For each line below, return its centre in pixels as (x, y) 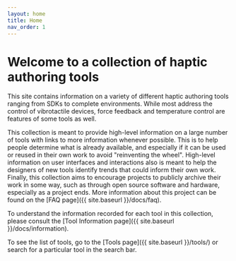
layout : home (26, 14)
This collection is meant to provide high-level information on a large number (118, 133)
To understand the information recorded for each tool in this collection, (110, 214)
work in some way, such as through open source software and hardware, (114, 185)
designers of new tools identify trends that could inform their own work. (112, 170)
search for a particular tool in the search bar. (72, 250)
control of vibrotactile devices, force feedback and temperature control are (116, 111)
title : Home (25, 20)
